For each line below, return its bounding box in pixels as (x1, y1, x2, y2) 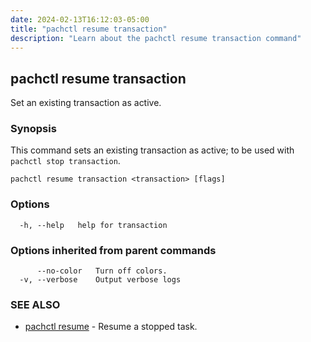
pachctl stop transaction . (10, 155, 121, 167)
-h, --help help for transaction (19, 220, 168, 230)
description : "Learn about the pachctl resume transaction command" (10, 33, 302, 43)
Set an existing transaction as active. (10, 97, 162, 109)
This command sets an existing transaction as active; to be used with (10, 144, 295, 156)
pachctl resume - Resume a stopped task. (24, 321, 198, 333)
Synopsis (10, 122, 57, 136)
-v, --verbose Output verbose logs (19, 275, 182, 285)
